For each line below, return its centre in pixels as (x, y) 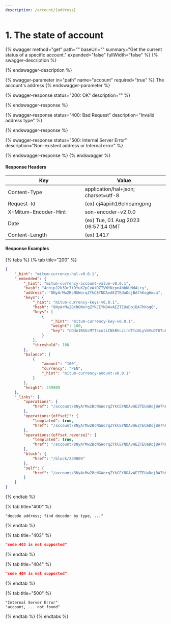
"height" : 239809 (42, 388)
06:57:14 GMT (103, 226)
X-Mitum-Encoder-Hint (37, 212)
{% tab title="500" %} (28, 593)
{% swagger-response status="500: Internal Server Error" (66, 140)
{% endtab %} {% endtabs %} (37, 616)
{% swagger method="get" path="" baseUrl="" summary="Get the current (84, 49)
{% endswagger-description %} (39, 70)
